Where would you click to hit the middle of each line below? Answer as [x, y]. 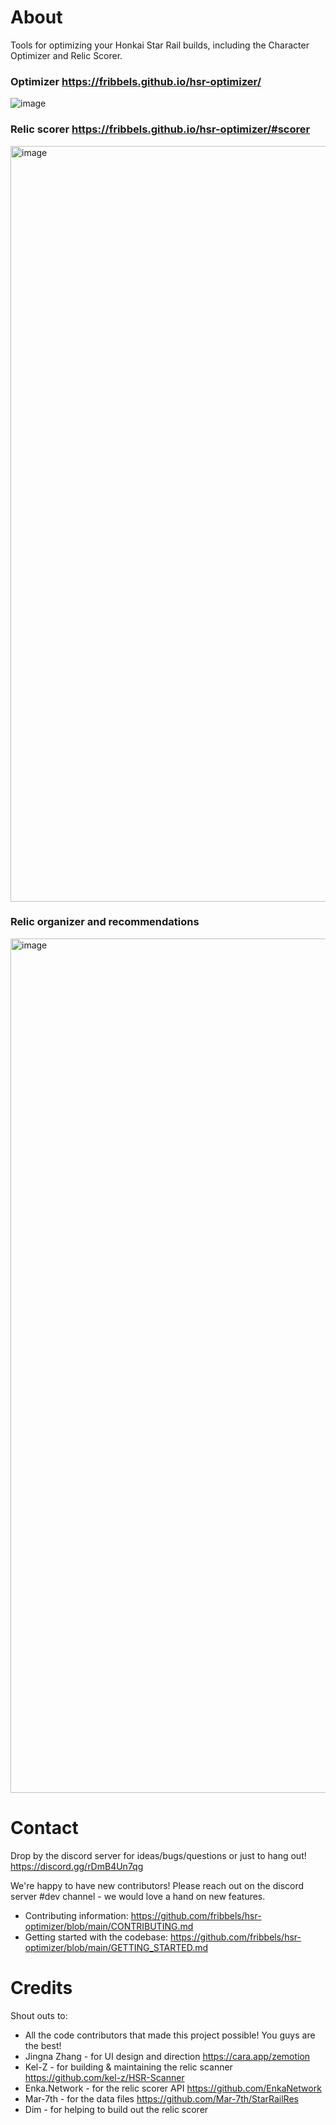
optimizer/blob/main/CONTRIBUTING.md [109, 1926]
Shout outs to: [39, 2015]
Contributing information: [76, 1915]
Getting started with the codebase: [96, 1937]
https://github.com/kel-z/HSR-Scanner [104, 2077]
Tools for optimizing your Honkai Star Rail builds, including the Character [160, 45]
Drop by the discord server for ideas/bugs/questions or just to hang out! [158, 1855]
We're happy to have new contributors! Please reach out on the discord [157, 1885]
